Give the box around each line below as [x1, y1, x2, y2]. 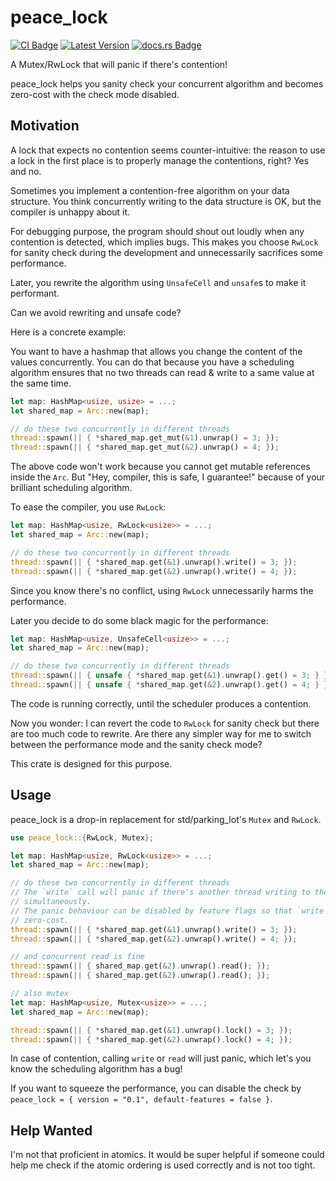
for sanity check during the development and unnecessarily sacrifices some [10, 246, 324, 258]
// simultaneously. [10, 897, 92, 907]
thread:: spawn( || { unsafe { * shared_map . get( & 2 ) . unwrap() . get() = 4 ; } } [10, 680, 329, 690]
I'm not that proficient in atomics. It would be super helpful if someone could [10, 1149, 325, 1161]
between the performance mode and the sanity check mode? [10, 738, 263, 750]
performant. [10, 287, 60, 299]
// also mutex [10, 989, 70, 999]
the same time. [10, 377, 72, 389]
